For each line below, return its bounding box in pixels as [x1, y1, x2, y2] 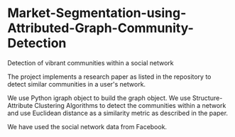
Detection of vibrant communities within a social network [7, 58, 174, 67]
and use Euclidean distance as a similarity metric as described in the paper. [7, 109, 229, 117]
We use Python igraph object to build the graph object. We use [7, 94, 191, 102]
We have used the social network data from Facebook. [7, 122, 168, 131]
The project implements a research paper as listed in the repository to [7, 72, 212, 81]
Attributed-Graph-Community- [7, 20, 194, 36]
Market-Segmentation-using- [7, 5, 187, 21]
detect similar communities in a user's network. [7, 80, 146, 88]
